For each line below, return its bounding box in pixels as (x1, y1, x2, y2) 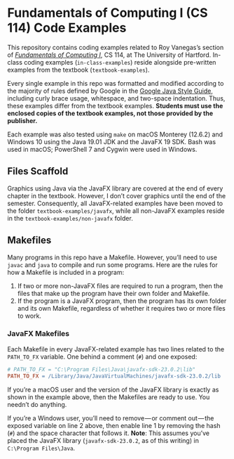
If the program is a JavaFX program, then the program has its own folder (17, 297, 227, 305)
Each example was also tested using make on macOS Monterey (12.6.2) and (7, 130, 223, 138)
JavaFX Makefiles (7, 329, 70, 339)
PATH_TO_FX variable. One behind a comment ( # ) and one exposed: (7, 352, 198, 361)
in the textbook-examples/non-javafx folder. (7, 214, 133, 222)
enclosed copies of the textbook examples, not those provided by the (7, 109, 214, 117)
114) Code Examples (7, 20, 127, 36)
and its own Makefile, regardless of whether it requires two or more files (17, 304, 226, 312)
